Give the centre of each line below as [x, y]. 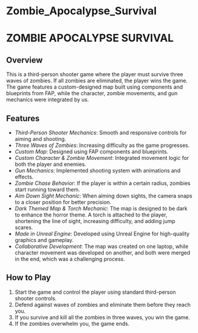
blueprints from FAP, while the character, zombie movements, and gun [92, 93]
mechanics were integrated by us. [47, 100]
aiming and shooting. [40, 139]
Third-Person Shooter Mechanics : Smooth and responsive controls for [100, 133]
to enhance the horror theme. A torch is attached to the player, [91, 215]
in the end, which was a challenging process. [70, 259]
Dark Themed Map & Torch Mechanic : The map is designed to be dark [101, 208]
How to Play [29, 278]
